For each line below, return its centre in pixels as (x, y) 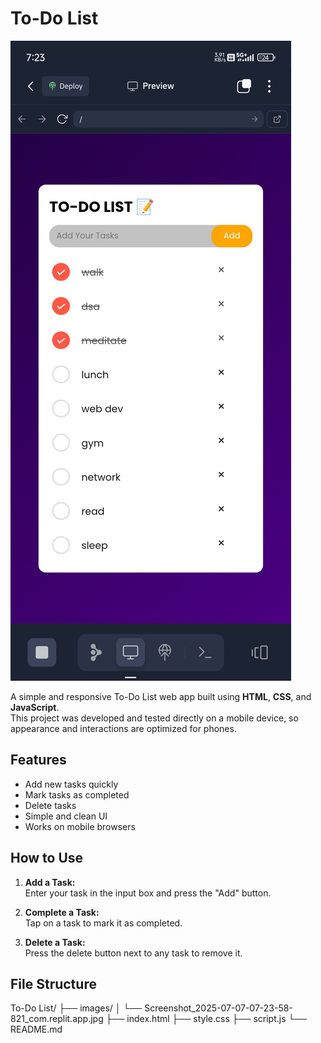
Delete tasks (50, 805)
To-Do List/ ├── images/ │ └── (76, 1008)
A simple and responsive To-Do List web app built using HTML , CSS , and (161, 696)
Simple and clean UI (66, 816)
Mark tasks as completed (77, 794)
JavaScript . (35, 707)
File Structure (53, 983)
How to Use (47, 858)
